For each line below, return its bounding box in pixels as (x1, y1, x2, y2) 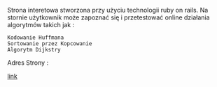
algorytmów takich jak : (7, 21, 75, 29)
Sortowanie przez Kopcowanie (7, 40, 92, 47)
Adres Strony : (7, 58, 49, 67)
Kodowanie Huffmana (7, 34, 64, 41)
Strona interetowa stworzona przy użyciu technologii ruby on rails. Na (7, 6, 209, 14)
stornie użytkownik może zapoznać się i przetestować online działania (7, 13, 210, 22)
